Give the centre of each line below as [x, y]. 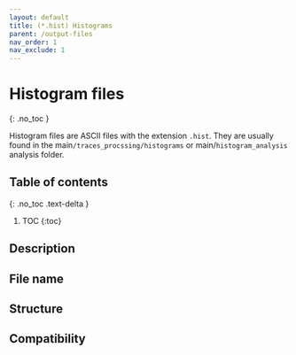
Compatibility [47, 339]
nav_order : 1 [33, 42]
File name [37, 278]
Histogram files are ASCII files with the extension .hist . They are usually [142, 136]
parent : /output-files [51, 34]
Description [42, 249]
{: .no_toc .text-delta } [49, 204]
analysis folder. [37, 155]
